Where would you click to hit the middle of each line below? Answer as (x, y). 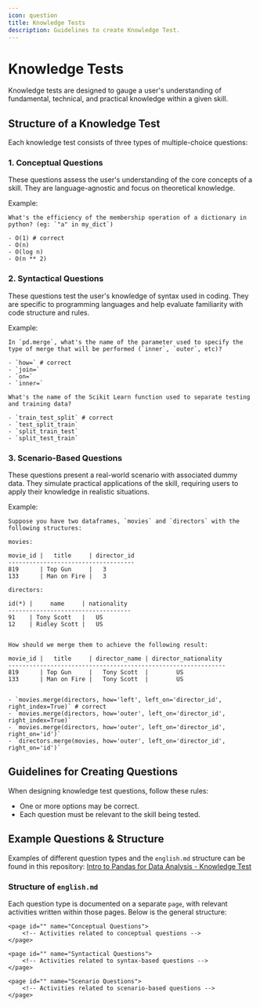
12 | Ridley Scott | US (56, 625)
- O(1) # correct (36, 239)
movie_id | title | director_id (71, 556)
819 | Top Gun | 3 (58, 570)
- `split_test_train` (43, 438)
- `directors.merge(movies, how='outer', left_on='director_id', (117, 741)
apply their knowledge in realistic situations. (79, 492)
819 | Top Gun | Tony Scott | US (96, 673)
